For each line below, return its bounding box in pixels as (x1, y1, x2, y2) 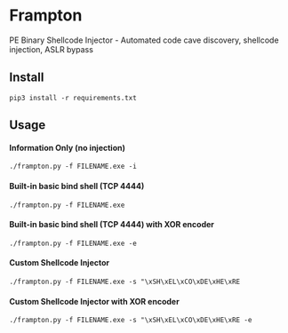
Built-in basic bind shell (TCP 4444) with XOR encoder (9, 219, 215, 230)
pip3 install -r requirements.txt (9, 93, 138, 102)
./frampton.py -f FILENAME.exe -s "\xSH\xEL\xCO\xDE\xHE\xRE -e (9, 316, 252, 325)
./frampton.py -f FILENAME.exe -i (9, 162, 138, 171)
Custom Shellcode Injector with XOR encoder (9, 296, 180, 306)
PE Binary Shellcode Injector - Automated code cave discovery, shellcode (9, 35, 279, 45)
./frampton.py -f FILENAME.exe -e (9, 239, 138, 248)
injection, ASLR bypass (9, 44, 93, 54)
